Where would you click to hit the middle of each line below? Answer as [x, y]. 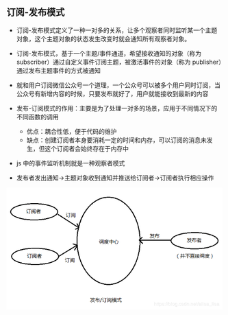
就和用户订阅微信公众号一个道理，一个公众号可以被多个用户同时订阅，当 [118, 85]
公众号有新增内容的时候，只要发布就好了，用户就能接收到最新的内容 [112, 93]
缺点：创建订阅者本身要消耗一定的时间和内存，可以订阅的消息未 [116, 140]
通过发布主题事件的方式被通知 [58, 70]
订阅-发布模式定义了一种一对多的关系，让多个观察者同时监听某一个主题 [117, 30]
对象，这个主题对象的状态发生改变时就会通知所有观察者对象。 [103, 38]
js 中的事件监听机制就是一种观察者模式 [71, 163]
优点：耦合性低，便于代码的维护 [72, 131]
